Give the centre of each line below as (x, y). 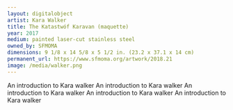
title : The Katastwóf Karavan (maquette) (68, 26)
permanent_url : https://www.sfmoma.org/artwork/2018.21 (90, 59)
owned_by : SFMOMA (32, 46)
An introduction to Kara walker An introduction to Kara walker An (100, 85)
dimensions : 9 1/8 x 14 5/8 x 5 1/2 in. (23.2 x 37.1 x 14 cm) (101, 53)
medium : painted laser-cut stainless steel (71, 40)
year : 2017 (23, 33)
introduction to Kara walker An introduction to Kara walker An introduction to (116, 93)
